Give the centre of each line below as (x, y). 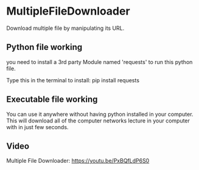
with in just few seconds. (37, 127)
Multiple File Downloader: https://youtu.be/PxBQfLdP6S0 (78, 161)
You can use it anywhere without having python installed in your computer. (100, 114)
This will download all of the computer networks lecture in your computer (98, 121)
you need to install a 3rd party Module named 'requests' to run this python (100, 62)
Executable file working (52, 100)
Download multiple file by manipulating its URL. (65, 28)
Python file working (44, 47)
